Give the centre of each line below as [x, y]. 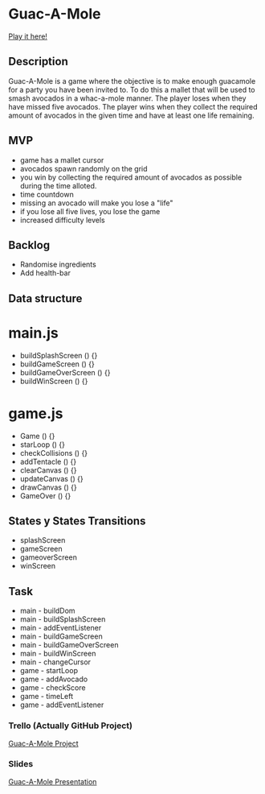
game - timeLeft [47, 697]
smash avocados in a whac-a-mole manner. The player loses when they [127, 98]
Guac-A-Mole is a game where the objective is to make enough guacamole [132, 81]
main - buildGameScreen [61, 636]
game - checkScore [53, 688]
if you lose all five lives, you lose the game [90, 211]
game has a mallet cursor [62, 160]
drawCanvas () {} [49, 487]
